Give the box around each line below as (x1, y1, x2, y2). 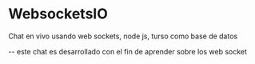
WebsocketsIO (8, 5, 108, 23)
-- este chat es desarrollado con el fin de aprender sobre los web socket (8, 46, 248, 56)
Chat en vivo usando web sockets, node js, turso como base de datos (8, 31, 238, 41)
